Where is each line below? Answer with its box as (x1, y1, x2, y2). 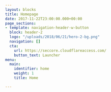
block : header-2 (9, 30, 43, 35)
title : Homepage (5, 12, 38, 17)
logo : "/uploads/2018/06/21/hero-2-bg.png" (9, 35, 100, 40)
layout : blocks (5, 7, 36, 12)
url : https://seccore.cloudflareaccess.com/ (14, 48, 107, 53)
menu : (5, 57, 16, 62)
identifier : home (14, 67, 50, 71)
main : (9, 62, 21, 67)
